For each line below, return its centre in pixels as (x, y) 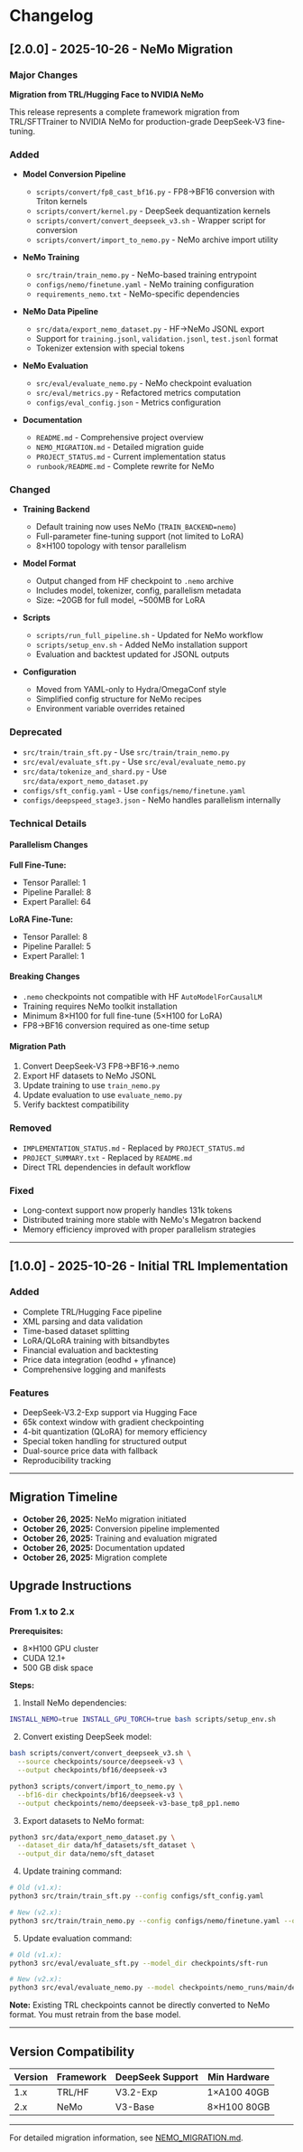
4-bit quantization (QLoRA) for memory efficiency (115, 1431)
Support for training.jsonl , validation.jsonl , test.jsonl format (157, 339)
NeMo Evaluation (55, 366)
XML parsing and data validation (83, 1321)
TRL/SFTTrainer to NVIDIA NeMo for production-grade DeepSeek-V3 (138, 121)
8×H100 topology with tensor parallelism (111, 546)
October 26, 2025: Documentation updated (104, 1547)
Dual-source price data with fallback (90, 1451)
